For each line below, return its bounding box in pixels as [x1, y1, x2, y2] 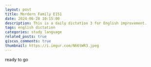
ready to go [5, 56, 28, 62]
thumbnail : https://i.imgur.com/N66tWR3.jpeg [5, 43, 99, 48]
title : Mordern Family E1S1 [5, 12, 62, 17]
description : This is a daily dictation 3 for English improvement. [5, 20, 147, 26]
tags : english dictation [5, 25, 56, 30]
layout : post [5, 7, 32, 12]
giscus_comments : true [5, 39, 51, 44]
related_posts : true [5, 34, 47, 39]
